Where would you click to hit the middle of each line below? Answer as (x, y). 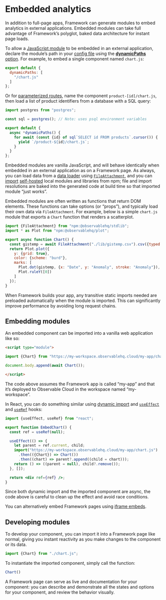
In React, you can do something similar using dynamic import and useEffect (82, 404)
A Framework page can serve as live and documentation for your (71, 582)
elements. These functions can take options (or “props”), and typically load (82, 206)
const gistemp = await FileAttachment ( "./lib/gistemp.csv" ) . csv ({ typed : (86, 244)
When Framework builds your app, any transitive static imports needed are (81, 295)
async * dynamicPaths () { (35, 132)
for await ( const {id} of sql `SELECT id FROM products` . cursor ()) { (86, 137)
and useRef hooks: (24, 409)
